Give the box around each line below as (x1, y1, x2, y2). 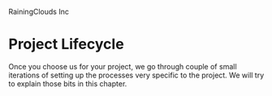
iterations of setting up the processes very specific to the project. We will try (8, 70, 265, 80)
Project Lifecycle (8, 35, 124, 53)
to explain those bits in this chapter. (8, 78, 127, 88)
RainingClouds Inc (8, 7, 69, 16)
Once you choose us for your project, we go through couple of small (8, 61, 237, 71)
